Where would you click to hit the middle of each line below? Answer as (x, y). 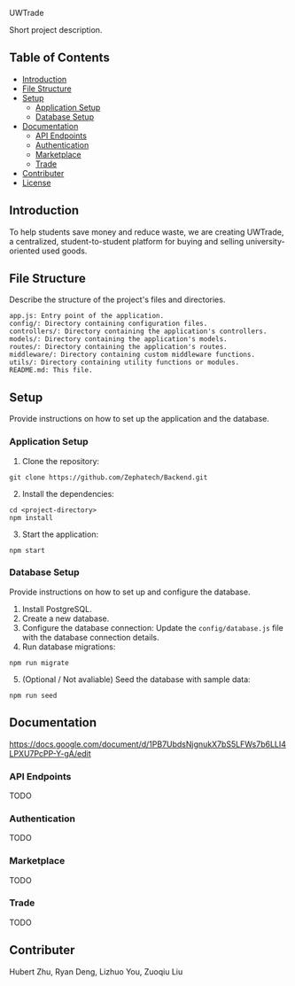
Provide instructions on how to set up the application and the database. (140, 419)
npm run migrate (39, 663)
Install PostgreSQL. (57, 609)
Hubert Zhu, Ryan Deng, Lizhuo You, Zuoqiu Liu (96, 971)
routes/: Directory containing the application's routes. (118, 347)
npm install (31, 517)
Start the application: (60, 534)
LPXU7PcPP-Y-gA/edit (50, 753)
